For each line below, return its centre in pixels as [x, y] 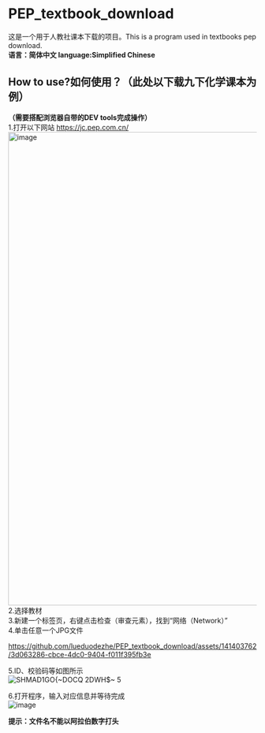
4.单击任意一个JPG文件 [46, 630]
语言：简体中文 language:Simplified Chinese [82, 54]
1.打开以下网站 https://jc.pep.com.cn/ [68, 127]
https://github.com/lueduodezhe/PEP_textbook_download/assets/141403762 [132, 646]
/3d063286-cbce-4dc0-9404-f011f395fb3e [80, 654]
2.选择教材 [25, 610]
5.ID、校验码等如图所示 [46, 671]
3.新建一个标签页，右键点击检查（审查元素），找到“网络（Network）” [118, 620]
